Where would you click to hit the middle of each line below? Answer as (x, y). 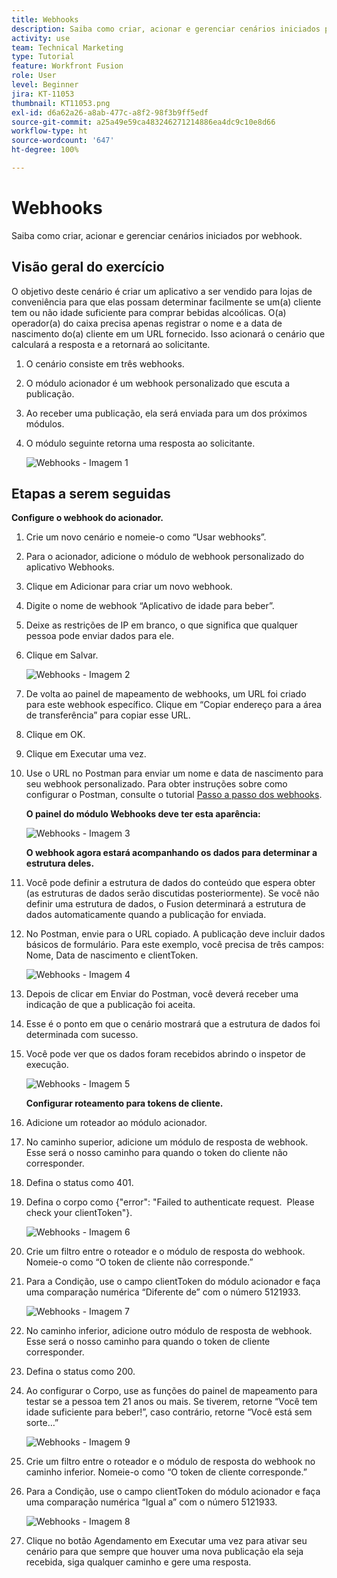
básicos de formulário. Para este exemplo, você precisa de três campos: (174, 945)
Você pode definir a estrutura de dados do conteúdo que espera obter (170, 883)
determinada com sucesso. (82, 1035)
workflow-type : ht (49, 131)
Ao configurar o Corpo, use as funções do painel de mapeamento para (171, 1391)
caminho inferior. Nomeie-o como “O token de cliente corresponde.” (166, 1472)
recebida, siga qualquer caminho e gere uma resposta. (138, 1562)
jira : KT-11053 (43, 94)
